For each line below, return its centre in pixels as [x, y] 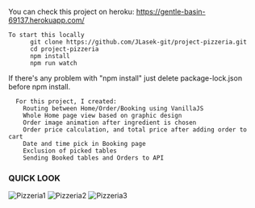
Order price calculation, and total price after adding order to [135, 130]
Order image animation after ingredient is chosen [110, 123]
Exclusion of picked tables [70, 151]
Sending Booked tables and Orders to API [93, 158]
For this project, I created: [66, 102]
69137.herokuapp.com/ [46, 20]
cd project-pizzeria [64, 49]
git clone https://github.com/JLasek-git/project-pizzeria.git [138, 42]
